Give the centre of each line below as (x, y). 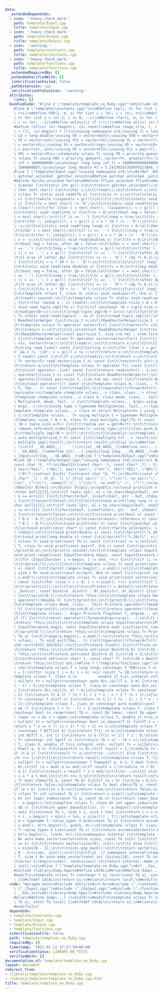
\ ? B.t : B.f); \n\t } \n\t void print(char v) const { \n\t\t (75, 523)
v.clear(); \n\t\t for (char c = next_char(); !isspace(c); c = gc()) (84, 208)
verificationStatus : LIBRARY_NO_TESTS (49, 952)
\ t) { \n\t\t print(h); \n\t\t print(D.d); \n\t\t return (68, 609)
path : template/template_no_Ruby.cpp (48, 938)
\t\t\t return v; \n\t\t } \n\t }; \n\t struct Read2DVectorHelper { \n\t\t (84, 330)
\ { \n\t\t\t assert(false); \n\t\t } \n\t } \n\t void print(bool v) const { (87, 514)
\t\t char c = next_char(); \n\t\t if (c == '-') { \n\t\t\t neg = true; (84, 230)
